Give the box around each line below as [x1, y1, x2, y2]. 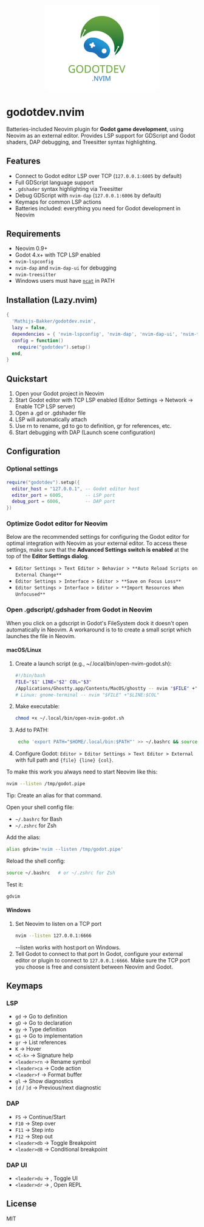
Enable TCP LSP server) [15, 403, 76, 410]
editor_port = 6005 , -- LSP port [12, 492, 115, 498]
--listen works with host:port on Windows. [15, 944, 121, 951]
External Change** [15, 572, 62, 578]
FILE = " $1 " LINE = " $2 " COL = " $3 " [15, 678, 92, 685]
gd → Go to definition [15, 1013, 68, 1020]
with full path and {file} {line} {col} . [15, 756, 114, 764]
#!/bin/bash [15, 672, 46, 678]
